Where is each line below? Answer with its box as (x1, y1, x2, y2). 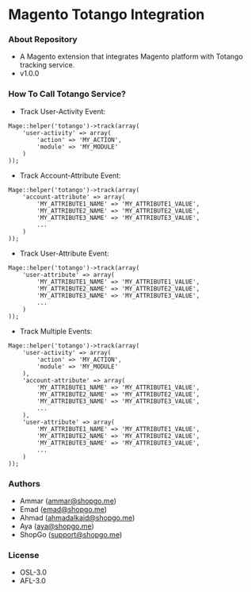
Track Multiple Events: (19, 326, 93, 336)
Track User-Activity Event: (19, 106, 106, 116)
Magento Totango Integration (8, 6, 205, 24)
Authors (8, 478, 41, 489)
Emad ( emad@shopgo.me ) (19, 505, 108, 514)
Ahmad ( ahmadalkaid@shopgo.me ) (19, 513, 135, 523)
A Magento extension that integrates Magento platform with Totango (19, 52, 243, 61)
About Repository (8, 34, 78, 45)
